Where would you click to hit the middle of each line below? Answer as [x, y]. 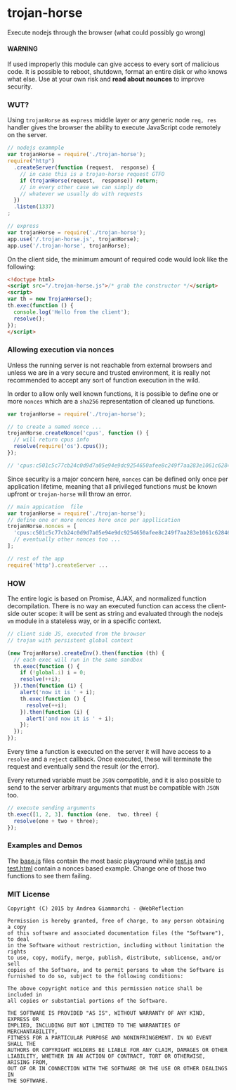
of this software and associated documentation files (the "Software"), [116, 933]
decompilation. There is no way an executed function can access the [107, 606]
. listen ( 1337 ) [34, 207]
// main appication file [45, 507]
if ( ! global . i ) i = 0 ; [53, 673]
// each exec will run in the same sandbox [78, 660]
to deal [19, 940]
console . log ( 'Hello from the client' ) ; [72, 312]
